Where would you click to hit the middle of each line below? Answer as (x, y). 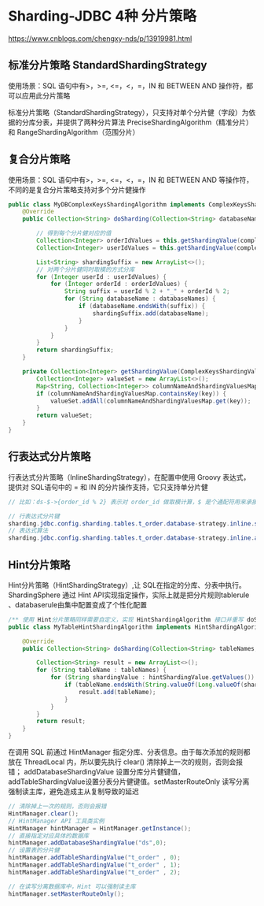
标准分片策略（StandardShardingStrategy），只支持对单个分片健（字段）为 (128, 112)
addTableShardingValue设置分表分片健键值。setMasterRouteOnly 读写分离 (129, 782)
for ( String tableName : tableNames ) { (102, 670)
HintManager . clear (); (44, 813)
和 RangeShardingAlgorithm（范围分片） (74, 132)
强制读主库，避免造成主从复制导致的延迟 (73, 792)
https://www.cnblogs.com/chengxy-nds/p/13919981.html (100, 38)
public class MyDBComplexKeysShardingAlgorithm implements (107, 204)
